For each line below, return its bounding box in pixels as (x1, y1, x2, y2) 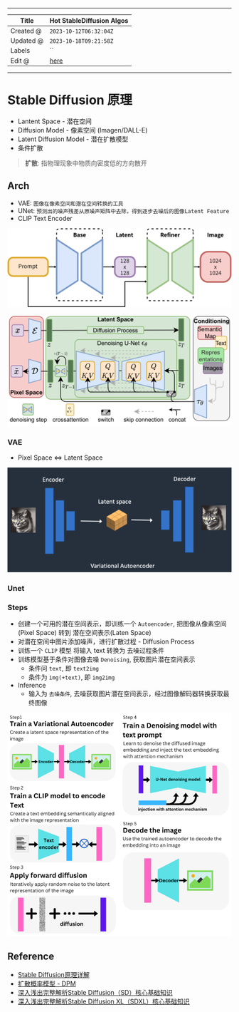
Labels (10, 46, 31, 55)
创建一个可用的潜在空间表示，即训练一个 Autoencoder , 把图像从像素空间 (17, 619, 227, 628)
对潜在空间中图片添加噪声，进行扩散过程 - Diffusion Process (17, 637, 195, 646)
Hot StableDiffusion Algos (49, 16, 129, 25)
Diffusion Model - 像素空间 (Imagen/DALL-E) (17, 125, 148, 134)
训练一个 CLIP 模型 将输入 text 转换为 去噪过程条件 (17, 646, 165, 654)
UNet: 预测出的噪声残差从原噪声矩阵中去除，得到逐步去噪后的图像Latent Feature (17, 206, 230, 215)
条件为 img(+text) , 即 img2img (28, 673, 115, 681)
